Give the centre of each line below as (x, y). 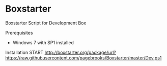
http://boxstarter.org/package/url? (80, 52)
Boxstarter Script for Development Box (46, 23)
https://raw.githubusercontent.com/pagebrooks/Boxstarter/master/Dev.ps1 (83, 58)
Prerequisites (19, 32)
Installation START (24, 52)
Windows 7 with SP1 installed (43, 42)
